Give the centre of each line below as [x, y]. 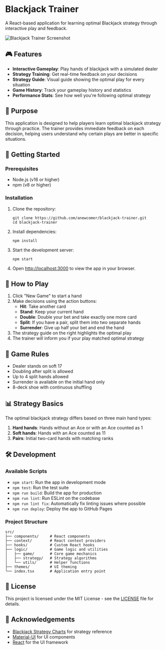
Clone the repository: [34, 209]
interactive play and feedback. [36, 28]
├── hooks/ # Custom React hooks [50, 545]
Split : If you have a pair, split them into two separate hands [80, 322]
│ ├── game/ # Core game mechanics [51, 554]
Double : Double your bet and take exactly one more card [78, 317]
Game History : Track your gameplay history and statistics [72, 90]
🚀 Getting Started [33, 154]
